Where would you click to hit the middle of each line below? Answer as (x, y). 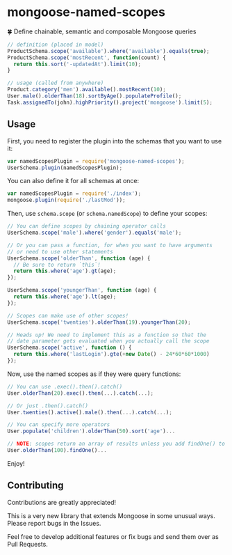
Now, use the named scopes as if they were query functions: (94, 374)
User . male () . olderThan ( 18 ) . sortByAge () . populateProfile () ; (94, 96)
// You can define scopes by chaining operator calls (87, 226)
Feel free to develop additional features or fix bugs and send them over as (113, 536)
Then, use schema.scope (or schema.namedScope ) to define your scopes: (107, 214)
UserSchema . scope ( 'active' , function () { (69, 348)
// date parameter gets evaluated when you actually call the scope (108, 341)
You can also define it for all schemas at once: (73, 181)
